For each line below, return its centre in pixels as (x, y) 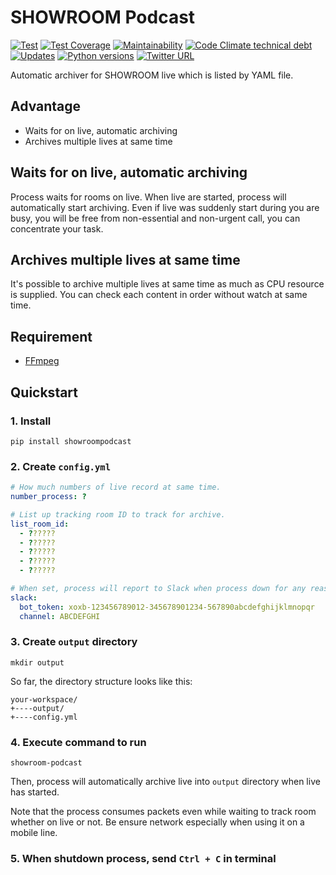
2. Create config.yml (61, 466)
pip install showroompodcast (71, 441)
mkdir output (37, 662)
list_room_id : (40, 524)
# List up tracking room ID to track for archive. (118, 514)
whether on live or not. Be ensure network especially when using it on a (157, 822)
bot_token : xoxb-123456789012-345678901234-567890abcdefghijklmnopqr (167, 607)
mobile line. (34, 833)
